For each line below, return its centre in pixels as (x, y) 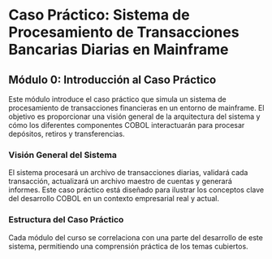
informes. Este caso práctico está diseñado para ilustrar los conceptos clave (136, 190)
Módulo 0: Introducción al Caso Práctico (112, 79)
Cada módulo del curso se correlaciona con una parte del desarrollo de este (136, 237)
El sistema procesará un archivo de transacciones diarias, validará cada (128, 173)
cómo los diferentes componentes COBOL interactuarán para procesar (127, 125)
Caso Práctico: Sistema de (99, 15)
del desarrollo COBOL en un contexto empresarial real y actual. (114, 199)
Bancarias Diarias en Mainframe (119, 50)
